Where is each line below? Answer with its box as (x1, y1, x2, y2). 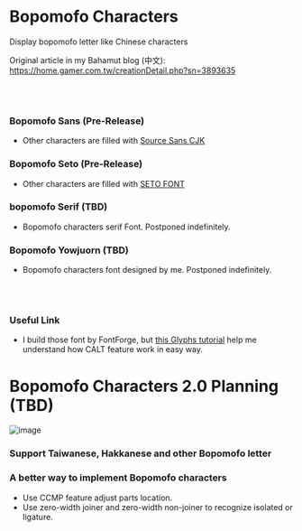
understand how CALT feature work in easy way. (22, 344, 203, 355)
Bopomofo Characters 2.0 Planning (9, 376, 279, 396)
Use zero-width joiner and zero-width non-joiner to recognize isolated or (22, 501, 293, 512)
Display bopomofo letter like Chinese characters (9, 36, 188, 47)
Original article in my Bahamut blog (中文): (9, 54, 166, 65)
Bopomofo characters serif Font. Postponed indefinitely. (22, 221, 232, 232)
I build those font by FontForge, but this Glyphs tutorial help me (22, 334, 257, 345)
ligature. (22, 511, 54, 522)
